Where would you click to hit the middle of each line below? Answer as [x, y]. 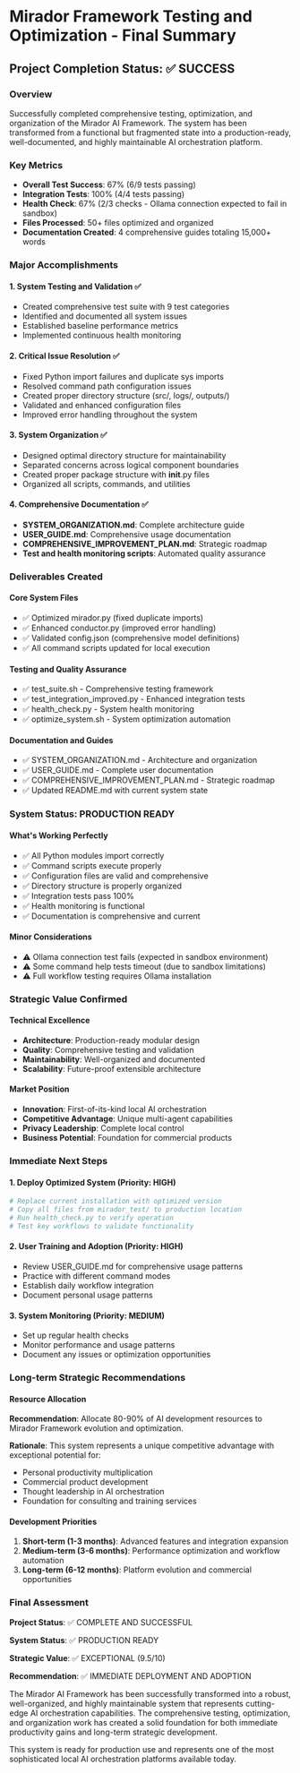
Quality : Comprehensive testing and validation [108, 1049]
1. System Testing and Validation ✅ [75, 286]
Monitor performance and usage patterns [99, 1345]
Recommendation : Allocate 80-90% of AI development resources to [136, 1419]
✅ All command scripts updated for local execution [116, 648]
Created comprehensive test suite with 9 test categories [126, 307]
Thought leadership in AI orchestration [93, 1492]
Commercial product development [85, 1482]
